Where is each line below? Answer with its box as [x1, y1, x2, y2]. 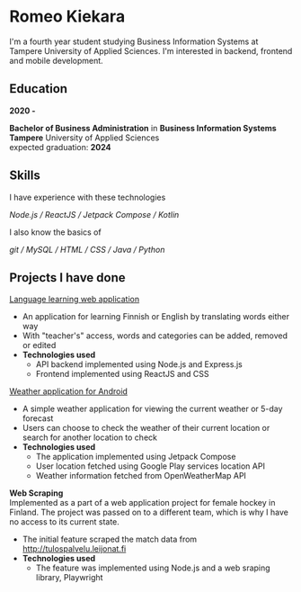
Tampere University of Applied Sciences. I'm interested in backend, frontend [9, 45, 293, 56]
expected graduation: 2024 [9, 141, 111, 152]
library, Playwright [35, 572, 103, 583]
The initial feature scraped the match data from [22, 534, 198, 545]
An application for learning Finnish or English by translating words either [22, 311, 290, 322]
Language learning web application [9, 294, 140, 305]
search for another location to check [22, 432, 157, 443]
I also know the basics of [9, 227, 102, 238]
